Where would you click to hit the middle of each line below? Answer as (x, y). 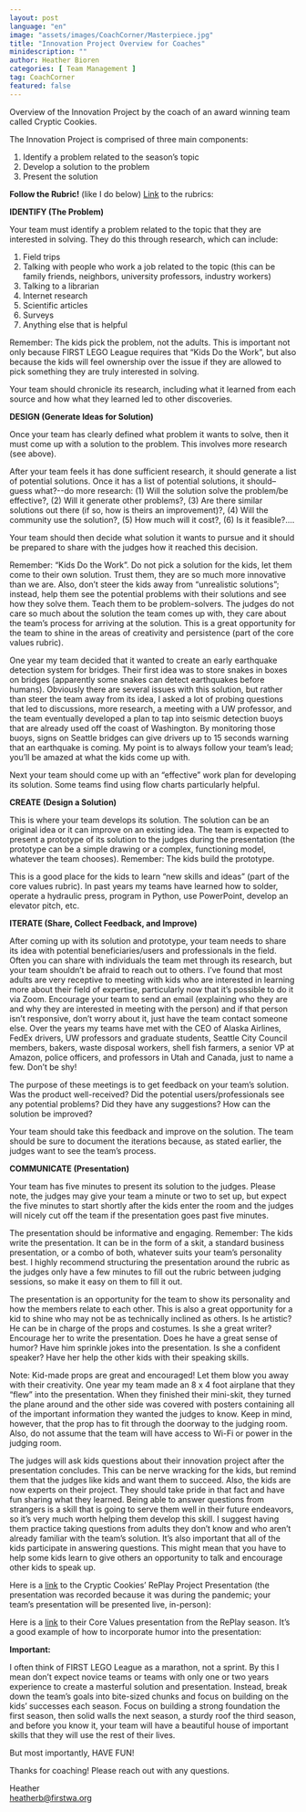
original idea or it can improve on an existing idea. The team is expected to (149, 829)
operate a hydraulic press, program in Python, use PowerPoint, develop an (149, 896)
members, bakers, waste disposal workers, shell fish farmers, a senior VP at (152, 1047)
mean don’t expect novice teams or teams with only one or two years (139, 1677)
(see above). (33, 454)
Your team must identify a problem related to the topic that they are (135, 229)
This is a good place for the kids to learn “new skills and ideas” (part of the (149, 876)
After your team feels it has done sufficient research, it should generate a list (153, 471)
